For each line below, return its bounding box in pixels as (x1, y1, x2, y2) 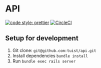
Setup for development (5, 34, 78, 42)
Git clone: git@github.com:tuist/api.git (12, 47, 96, 53)
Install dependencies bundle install (12, 52, 88, 58)
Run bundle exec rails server (12, 58, 76, 64)
